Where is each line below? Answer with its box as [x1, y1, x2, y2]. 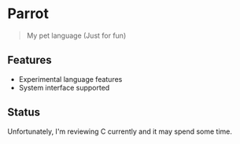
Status [7, 105, 41, 119]
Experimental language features [18, 74, 123, 83]
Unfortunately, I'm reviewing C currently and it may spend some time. [7, 127, 233, 136]
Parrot [7, 5, 49, 23]
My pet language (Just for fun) [26, 31, 127, 40]
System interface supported [18, 83, 110, 92]
